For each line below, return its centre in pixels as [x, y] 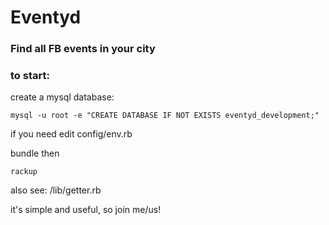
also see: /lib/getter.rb [56, 190]
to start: [30, 76]
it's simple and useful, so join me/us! [86, 210]
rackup [24, 172]
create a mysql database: [62, 97]
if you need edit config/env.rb [71, 134]
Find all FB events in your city [83, 49]
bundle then [35, 153]
